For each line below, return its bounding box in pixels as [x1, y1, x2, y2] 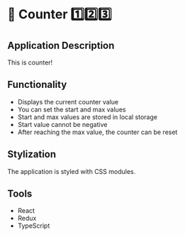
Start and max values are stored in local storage [17, 112, 158, 121]
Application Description [7, 39, 115, 51]
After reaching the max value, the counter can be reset [17, 128, 178, 136]
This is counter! [7, 58, 53, 67]
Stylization [7, 148, 57, 160]
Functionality [7, 79, 67, 91]
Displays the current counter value [17, 97, 119, 106]
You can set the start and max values [17, 105, 126, 114]
